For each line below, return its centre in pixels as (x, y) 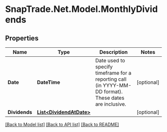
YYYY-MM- (117, 85)
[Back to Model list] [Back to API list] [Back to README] (62, 125)
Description (113, 52)
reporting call (111, 79)
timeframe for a (113, 73)
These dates (110, 98)
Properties (22, 38)
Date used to (110, 61)
